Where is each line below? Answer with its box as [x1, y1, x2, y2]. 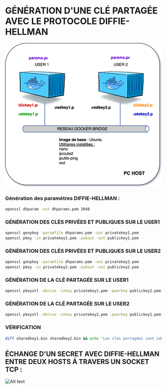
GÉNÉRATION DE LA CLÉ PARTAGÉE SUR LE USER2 [5, 300, 130, 307]
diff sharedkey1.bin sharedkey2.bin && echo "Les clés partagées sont [5, 336, 155, 341]
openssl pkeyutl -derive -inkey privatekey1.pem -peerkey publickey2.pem [5, 288, 162, 294]
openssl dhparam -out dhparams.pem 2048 [5, 206, 90, 211]
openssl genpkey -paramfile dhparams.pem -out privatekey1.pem [5, 230, 139, 235]
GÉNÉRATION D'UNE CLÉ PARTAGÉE [5, 5, 158, 16]
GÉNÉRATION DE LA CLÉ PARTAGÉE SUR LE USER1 [5, 276, 129, 283]
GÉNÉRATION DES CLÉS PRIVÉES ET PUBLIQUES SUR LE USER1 [5, 218, 160, 225]
